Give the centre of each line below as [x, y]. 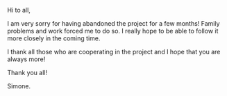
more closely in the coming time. [54, 38]
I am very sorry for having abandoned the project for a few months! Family [113, 23]
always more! [26, 59]
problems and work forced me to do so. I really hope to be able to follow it [113, 31]
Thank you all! [27, 73]
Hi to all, [19, 10]
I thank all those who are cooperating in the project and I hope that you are [114, 52]
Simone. [19, 86]
